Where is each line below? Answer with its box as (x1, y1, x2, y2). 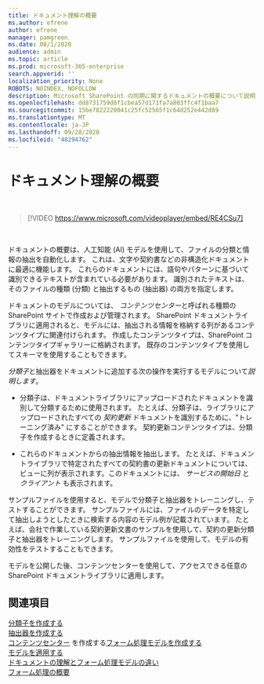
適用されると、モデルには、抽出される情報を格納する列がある (34, 320, 235, 330)
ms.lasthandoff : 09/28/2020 (8, 128, 100, 136)
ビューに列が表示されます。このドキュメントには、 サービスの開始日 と (19, 469, 250, 478)
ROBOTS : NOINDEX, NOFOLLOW (8, 84, 96, 93)
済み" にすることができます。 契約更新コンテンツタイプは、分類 (46, 422, 253, 432)
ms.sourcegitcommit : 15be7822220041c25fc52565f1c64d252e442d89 (8, 107, 219, 115)
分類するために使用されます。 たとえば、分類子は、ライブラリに (40, 403, 248, 412)
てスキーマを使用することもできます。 (8, 350, 132, 360)
